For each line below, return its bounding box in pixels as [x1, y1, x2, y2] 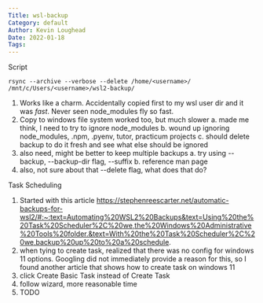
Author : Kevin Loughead [8, 26, 86, 34]
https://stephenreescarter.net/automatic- [96, 196, 229, 205]
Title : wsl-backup [8, 11, 68, 20]
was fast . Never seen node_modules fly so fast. [19, 107, 174, 116]
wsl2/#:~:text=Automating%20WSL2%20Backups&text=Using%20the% [19, 212, 254, 222]
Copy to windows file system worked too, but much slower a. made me [19, 115, 250, 124]
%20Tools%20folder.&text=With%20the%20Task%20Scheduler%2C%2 [19, 229, 255, 238]
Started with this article [19, 196, 95, 205]
